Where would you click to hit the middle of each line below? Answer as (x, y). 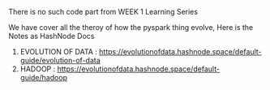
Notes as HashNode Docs (51, 36)
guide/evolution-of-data (60, 60)
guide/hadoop (43, 77)
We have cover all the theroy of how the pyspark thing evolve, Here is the (131, 27)
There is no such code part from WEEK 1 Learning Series (103, 12)
